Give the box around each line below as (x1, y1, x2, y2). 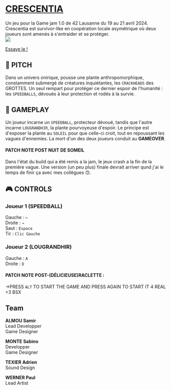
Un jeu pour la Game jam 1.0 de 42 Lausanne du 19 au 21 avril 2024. (5, 20, 148, 26)
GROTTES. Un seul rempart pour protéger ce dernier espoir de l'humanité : (5, 85, 163, 91)
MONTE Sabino (5, 338, 38, 344)
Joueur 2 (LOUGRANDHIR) (5, 244, 72, 251)
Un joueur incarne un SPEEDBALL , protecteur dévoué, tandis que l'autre (5, 119, 153, 125)
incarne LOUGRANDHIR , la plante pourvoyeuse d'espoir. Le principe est (5, 124, 149, 131)
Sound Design (5, 364, 35, 371)
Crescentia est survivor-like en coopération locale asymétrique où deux (5, 25, 156, 31)
